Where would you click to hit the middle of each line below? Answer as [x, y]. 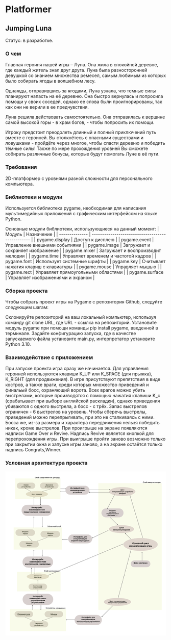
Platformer [29, 9]
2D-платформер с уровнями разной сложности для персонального [79, 178]
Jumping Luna [29, 28]
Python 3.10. [18, 344]
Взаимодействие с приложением [49, 357]
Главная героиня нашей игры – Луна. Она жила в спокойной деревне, [82, 65]
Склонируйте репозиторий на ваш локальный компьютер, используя [81, 317]
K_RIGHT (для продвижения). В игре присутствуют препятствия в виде [83, 379]
